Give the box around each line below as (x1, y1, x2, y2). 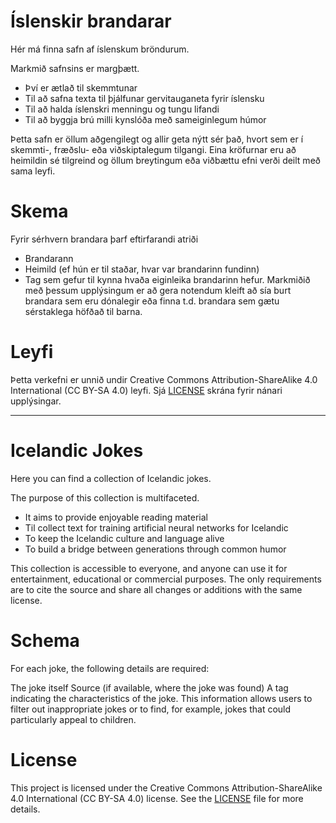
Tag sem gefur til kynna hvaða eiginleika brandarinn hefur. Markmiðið (24, 273, 311, 285)
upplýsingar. (10, 395, 62, 407)
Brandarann (24, 252, 74, 264)
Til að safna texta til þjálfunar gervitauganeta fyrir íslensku (24, 92, 265, 104)
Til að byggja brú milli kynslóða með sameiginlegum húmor (24, 113, 267, 125)
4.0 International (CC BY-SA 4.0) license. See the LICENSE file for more (10, 792, 304, 804)
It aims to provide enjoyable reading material (24, 511, 208, 523)
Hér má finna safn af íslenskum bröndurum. (10, 43, 190, 55)
